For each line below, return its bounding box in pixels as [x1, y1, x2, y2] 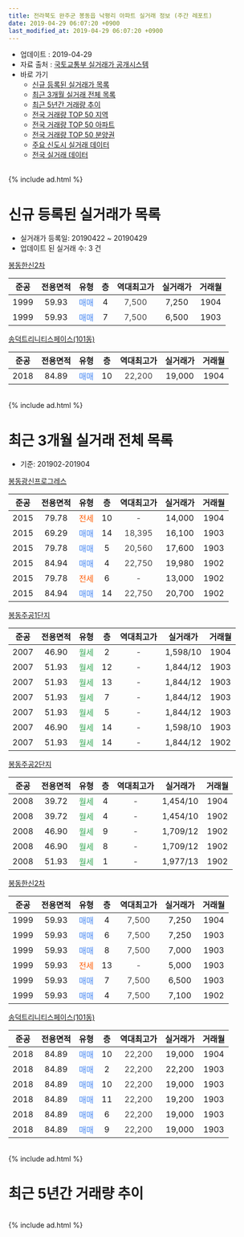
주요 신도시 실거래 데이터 [31, 140, 110, 149]
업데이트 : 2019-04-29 [19, 50, 92, 59]
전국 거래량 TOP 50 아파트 [31, 120, 115, 129]
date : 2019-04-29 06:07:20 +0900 [8, 19, 120, 27]
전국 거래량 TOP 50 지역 [31, 110, 108, 120]
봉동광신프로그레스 [8, 476, 67, 486]
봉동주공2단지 [8, 760, 52, 770]
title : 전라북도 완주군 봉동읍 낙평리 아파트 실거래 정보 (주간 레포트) [8, 11, 213, 20]
